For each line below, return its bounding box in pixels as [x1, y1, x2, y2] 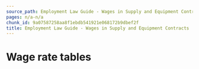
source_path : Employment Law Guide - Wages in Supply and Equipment [6, 8, 179, 15]
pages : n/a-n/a [6, 14, 44, 20]
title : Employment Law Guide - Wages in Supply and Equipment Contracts [6, 25, 190, 31]
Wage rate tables [6, 51, 92, 64]
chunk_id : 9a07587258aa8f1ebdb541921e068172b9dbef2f [6, 19, 139, 25]
